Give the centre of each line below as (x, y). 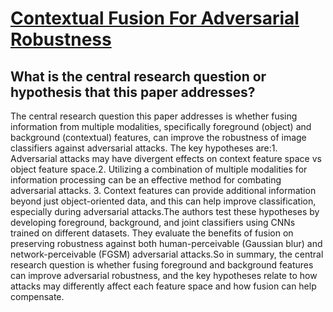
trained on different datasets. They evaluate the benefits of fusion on (152, 233)
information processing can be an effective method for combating (146, 180)
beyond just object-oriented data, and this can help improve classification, (163, 201)
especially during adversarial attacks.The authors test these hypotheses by (165, 211)
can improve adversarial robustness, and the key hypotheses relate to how (164, 275)
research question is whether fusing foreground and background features (162, 265)
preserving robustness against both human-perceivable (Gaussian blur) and (166, 243)
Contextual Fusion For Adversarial (155, 18)
